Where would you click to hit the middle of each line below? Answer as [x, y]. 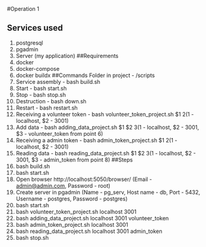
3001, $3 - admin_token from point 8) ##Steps [74, 160]
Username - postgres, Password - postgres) [72, 199]
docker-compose [38, 68]
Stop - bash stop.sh [41, 95]
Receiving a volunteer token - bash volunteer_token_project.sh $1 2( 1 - [105, 114]
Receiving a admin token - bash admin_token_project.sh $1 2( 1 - [96, 140]
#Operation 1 [23, 9]
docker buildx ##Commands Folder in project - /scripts [85, 75]
